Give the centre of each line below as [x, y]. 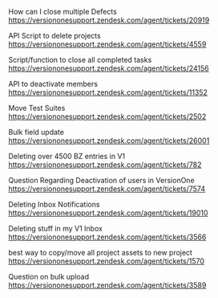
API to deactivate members [53, 84]
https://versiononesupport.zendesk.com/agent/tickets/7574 [107, 189]
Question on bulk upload [49, 277]
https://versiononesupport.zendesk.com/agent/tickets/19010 [108, 213]
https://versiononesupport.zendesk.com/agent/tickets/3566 [107, 237]
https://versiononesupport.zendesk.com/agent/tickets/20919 [109, 20]
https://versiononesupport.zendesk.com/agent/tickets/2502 [107, 116]
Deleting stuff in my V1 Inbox [55, 229]
